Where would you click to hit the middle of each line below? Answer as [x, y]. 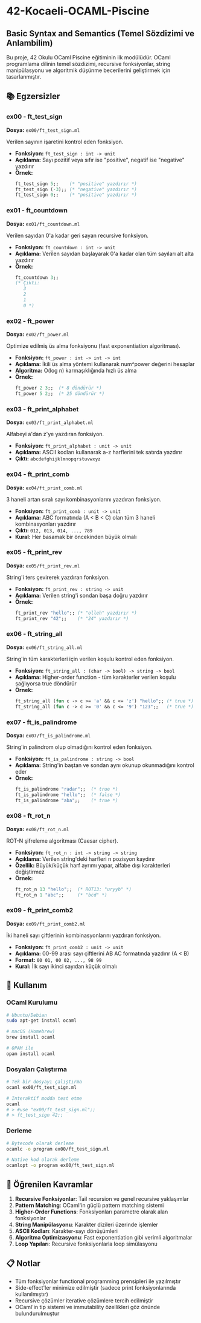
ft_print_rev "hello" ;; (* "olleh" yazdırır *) [76, 613]
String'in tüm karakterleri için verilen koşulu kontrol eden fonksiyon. [90, 659]
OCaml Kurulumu [32, 1002]
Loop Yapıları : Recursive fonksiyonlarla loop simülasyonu [86, 1244]
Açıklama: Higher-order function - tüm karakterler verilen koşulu [95, 677]
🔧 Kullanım [27, 985]
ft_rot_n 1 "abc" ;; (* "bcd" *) [61, 895]
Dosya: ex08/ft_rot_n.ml [38, 829]
